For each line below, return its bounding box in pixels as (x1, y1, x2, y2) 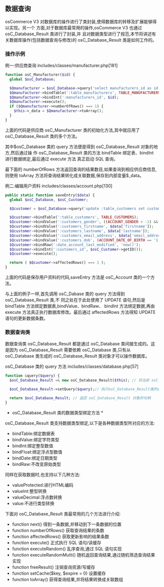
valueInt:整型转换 (12, 488, 47, 494)
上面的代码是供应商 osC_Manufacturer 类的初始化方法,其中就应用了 (5, 127, 140, 133)
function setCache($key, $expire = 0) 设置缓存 (12, 570, 106, 576)
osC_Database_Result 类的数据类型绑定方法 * (12, 409, 103, 415)
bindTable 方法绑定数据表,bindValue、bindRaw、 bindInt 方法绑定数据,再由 (5, 303, 155, 309)
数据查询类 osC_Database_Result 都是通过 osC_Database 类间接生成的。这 (5, 341, 155, 347)
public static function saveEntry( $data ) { (5, 193, 95, 198)
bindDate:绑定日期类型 (12, 455, 58, 461)
